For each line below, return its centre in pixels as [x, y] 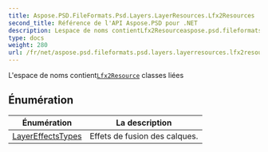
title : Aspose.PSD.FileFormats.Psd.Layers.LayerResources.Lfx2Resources [132, 16]
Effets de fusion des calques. [144, 136]
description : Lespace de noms [59, 30]
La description [144, 123]
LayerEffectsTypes [47, 136]
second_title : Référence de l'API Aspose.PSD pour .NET [103, 23]
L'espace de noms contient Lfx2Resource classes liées [96, 75]
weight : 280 [28, 45]
